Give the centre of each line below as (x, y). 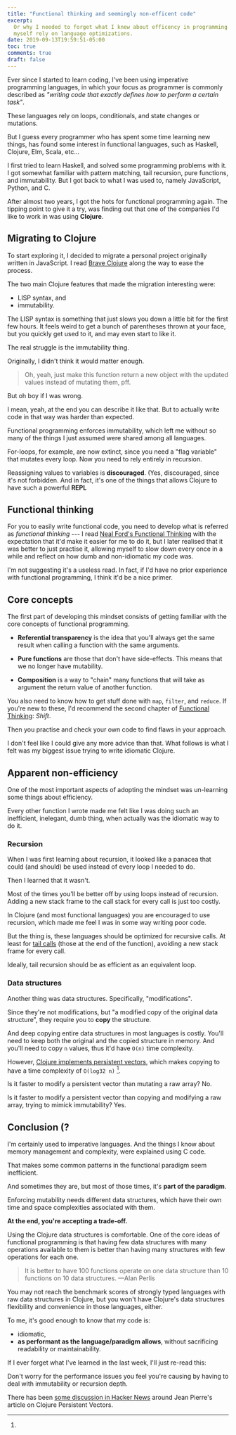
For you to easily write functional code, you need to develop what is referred (118, 527)
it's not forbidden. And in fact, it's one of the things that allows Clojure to (112, 480)
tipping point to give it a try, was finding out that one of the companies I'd (113, 209)
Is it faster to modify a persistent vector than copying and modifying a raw (114, 1097)
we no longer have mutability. (60, 666)
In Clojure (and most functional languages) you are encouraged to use (109, 915)
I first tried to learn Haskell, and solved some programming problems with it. (117, 165)
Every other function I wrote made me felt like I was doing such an (103, 811)
